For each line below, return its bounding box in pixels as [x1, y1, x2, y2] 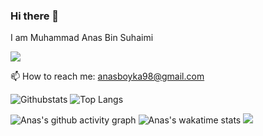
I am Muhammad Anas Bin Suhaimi [10, 32, 154, 44]
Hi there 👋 [10, 9, 60, 23]
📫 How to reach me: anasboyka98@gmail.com [10, 70, 205, 83]
